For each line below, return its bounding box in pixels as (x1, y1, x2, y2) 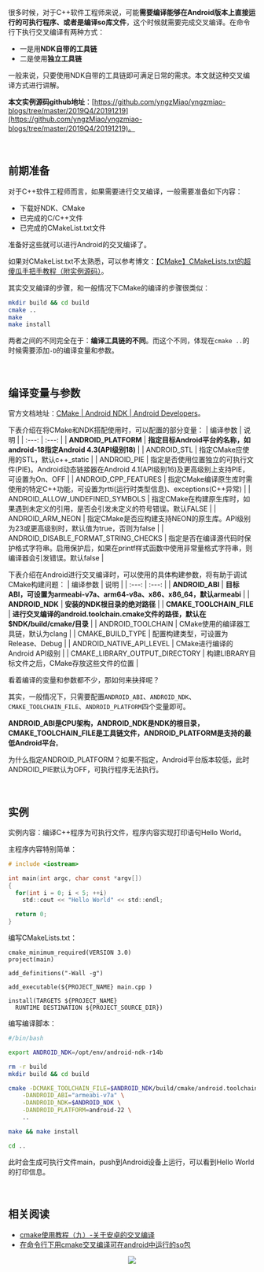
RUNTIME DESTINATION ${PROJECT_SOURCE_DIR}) (15, 1004, 163, 1012)
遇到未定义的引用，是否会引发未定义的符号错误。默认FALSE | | (14, 504, 217, 514)
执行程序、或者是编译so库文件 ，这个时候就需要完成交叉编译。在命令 (28, 17, 251, 27)
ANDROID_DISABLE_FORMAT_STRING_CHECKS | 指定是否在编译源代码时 (8, 534, 245, 543)
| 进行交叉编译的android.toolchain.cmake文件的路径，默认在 (8, 609, 207, 619)
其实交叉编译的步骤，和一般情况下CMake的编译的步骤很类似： (8, 283, 211, 292)
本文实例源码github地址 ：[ (8, 98, 95, 106)
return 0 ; (15, 911, 47, 919)
